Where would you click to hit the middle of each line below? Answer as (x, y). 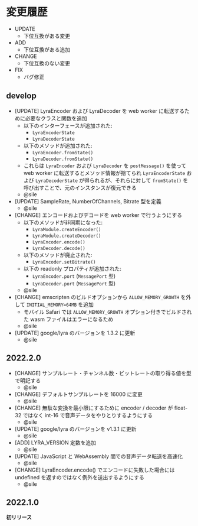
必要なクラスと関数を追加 (56, 118)
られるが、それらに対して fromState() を (139, 180)
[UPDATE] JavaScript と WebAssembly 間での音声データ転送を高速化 (99, 456)
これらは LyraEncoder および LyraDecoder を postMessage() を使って (105, 165)
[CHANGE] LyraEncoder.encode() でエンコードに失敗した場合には (95, 470)
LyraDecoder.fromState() (63, 159)
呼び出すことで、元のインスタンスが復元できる (80, 187)
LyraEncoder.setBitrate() (64, 262)
